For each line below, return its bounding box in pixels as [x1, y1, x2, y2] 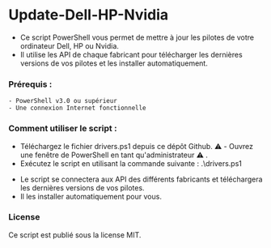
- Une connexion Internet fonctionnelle [8, 104, 147, 113]
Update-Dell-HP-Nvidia [8, 6, 169, 24]
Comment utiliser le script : [8, 123, 117, 135]
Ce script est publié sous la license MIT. [8, 229, 142, 240]
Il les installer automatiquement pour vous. [19, 191, 162, 201]
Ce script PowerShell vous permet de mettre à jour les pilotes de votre [19, 32, 255, 42]
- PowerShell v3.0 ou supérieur [8, 97, 117, 105]
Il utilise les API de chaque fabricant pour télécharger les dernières [19, 49, 243, 59]
